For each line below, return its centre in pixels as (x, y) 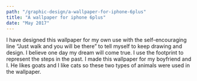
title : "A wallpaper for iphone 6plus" (56, 17)
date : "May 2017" (28, 23)
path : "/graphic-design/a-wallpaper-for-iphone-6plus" (76, 12)
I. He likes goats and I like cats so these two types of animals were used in (98, 65)
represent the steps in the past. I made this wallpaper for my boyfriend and (99, 59)
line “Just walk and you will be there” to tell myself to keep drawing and (94, 46)
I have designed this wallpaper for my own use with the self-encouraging (97, 40)
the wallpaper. (24, 72)
